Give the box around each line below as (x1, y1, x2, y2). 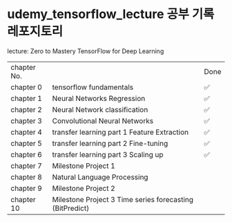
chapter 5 (10, 138, 43, 148)
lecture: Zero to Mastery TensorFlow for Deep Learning (7, 46, 164, 55)
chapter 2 (10, 104, 43, 114)
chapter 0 (10, 82, 43, 92)
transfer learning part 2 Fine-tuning (52, 138, 168, 148)
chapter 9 (10, 183, 43, 193)
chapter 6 (10, 149, 43, 159)
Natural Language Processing (52, 172, 148, 182)
